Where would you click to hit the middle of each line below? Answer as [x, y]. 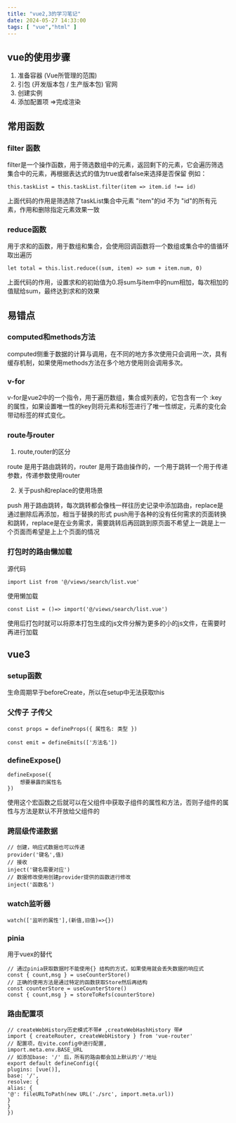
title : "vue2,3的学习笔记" [44, 14]
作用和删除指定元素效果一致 [59, 209]
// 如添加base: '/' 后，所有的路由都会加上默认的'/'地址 [82, 1058]
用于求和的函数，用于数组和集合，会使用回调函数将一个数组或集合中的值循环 [118, 246]
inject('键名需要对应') [39, 870]
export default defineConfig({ [53, 1064]
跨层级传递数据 [33, 831]
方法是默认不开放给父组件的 [59, 811]
